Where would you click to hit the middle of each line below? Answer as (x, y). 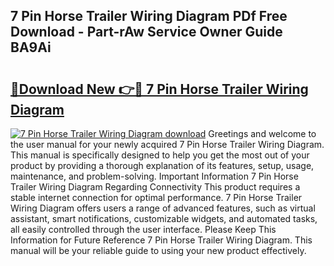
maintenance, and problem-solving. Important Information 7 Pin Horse (154, 176)
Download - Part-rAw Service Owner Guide (146, 32)
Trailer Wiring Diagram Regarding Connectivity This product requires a (155, 187)
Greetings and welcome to (262, 133)
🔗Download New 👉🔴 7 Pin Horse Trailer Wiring (159, 89)
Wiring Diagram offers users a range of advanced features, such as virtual (163, 208)
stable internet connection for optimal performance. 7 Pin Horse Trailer (156, 197)
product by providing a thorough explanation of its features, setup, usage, (162, 165)
